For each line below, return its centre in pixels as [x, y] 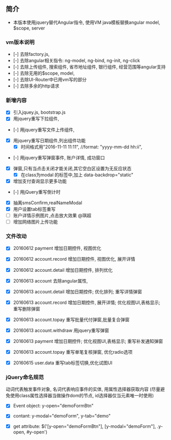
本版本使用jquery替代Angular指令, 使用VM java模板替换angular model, [87, 22]
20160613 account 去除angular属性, [50, 280]
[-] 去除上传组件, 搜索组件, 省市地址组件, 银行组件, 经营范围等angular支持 [89, 67]
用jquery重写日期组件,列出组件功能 [49, 140]
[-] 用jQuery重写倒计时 [37, 192]
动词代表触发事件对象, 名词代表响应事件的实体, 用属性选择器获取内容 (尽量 [83, 389]
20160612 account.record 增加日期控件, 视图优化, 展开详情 [74, 259]
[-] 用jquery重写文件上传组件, [44, 130]
